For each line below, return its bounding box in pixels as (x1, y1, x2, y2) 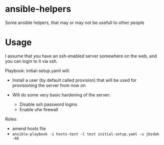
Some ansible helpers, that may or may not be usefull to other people (5, 20, 144, 25)
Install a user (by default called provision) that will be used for (12, 77, 137, 83)
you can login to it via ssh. (5, 58, 58, 64)
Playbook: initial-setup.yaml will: (5, 68, 70, 73)
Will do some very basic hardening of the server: (12, 92, 111, 97)
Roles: (5, 116, 18, 122)
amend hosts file (12, 125, 46, 131)
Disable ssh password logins (19, 101, 77, 107)
